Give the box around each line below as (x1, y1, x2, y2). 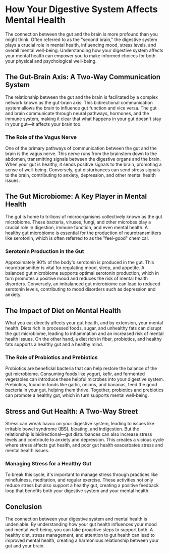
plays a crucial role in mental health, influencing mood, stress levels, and (5, 42, 156, 48)
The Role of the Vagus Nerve (5, 133, 77, 140)
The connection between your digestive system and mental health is (5, 516, 147, 522)
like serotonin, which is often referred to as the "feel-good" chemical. (5, 235, 149, 241)
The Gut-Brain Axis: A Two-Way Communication (5, 72, 160, 82)
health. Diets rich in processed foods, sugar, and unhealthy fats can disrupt (5, 325, 162, 331)
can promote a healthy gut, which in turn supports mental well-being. (5, 392, 149, 398)
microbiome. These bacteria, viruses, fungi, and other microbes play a (5, 219, 151, 225)
